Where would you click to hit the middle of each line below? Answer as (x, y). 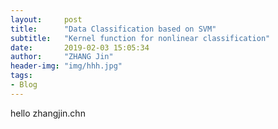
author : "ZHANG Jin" (62, 57)
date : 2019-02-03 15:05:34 (80, 47)
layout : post (46, 19)
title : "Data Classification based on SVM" (113, 29)
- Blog (24, 85)
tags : (21, 76)
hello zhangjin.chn (48, 113)
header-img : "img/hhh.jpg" (66, 66)
